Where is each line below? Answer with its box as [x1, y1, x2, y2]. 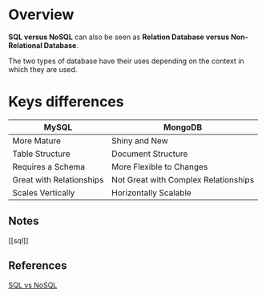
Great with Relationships [12, 174, 104, 185]
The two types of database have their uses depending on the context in [8, 56, 244, 66]
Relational [8, 40, 42, 50]
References [8, 259, 67, 273]
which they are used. [8, 64, 78, 74]
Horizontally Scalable [111, 187, 192, 198]
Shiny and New [111, 134, 168, 146]
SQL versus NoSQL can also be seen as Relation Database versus [8, 32, 230, 42]
